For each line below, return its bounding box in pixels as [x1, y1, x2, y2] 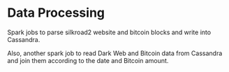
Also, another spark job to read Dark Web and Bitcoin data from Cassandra [7, 49, 223, 57]
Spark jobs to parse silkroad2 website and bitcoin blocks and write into [7, 28, 212, 36]
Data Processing [7, 5, 105, 21]
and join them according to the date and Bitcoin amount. [7, 56, 169, 64]
